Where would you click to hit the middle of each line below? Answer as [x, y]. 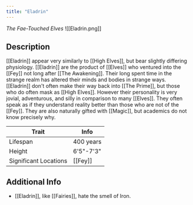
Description [28, 47]
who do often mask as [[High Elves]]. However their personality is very [92, 92]
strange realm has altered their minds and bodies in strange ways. [86, 80]
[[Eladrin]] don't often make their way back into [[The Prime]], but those [93, 86]
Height [18, 151]
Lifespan [21, 142]
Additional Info [34, 182]
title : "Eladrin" [27, 11]
